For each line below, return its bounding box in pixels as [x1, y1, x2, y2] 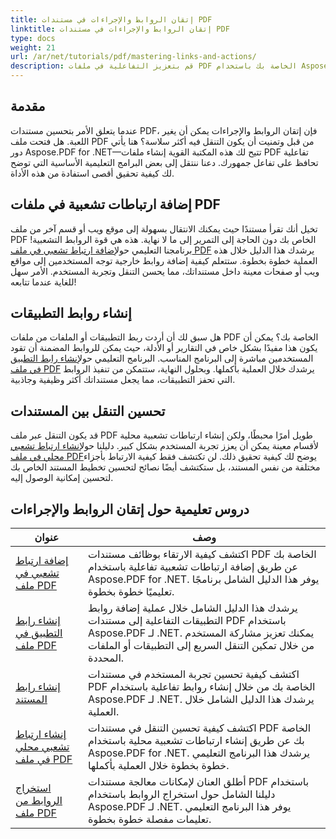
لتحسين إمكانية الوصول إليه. [10, 472, 114, 484]
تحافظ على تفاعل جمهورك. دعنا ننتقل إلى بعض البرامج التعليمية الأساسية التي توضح [10, 156, 319, 168]
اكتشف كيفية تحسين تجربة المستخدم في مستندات [88, 667, 300, 681]
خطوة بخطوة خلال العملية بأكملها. [88, 759, 230, 773]
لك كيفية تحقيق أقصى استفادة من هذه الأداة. [10, 167, 175, 179]
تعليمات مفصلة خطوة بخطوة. [88, 812, 212, 826]
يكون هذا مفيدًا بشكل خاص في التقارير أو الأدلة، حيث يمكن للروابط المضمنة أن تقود [10, 342, 318, 354]
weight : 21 [10, 42, 56, 53]
